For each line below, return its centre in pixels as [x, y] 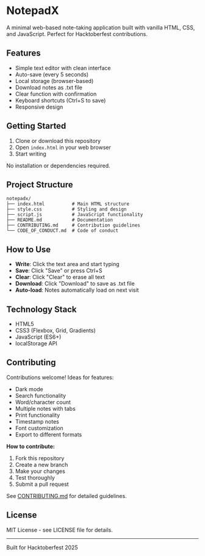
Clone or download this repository [58, 140]
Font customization [39, 428]
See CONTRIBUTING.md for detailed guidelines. [67, 496]
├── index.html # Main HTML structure [68, 204]
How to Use [29, 249]
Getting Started [36, 126]
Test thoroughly [35, 477]
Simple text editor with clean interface [63, 68]
